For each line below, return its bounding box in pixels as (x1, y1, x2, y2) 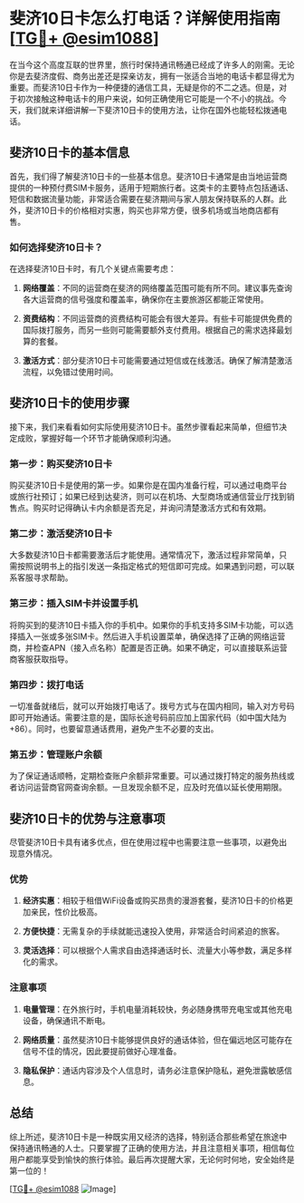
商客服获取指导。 (9, 654, 73, 665)
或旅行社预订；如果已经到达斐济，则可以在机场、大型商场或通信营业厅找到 (9, 491, 287, 502)
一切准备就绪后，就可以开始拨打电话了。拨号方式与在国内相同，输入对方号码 (9, 701, 295, 712)
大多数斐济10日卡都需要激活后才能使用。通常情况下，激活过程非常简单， (9, 549, 280, 560)
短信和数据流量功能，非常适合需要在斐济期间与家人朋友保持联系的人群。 (9, 193, 279, 204)
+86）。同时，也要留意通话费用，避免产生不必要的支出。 (9, 723, 219, 734)
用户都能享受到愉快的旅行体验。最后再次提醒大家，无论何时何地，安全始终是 (9, 1153, 295, 1165)
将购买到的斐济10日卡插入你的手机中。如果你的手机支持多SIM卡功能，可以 (9, 619, 286, 630)
